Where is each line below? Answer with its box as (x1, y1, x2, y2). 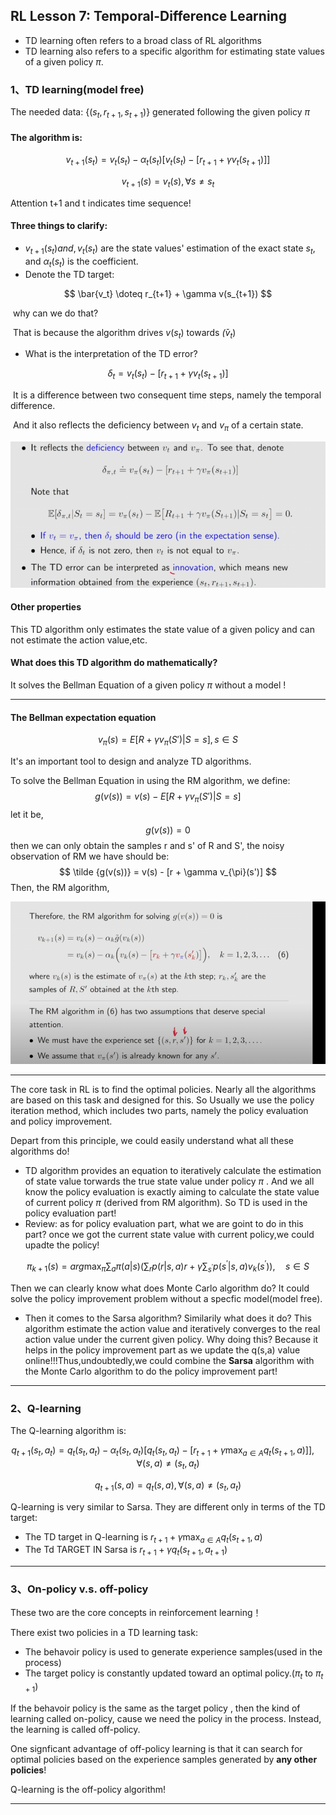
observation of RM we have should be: (10, 850, 170, 862)
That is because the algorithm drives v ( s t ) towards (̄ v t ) (12, 326, 237, 341)
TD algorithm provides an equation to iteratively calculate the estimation (24, 1165, 322, 1177)
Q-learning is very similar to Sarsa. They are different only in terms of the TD (10, 1500, 326, 1513)
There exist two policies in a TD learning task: (10, 1627, 198, 1639)
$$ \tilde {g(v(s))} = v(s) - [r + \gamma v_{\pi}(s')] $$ (59, 865, 277, 878)
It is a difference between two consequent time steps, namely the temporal (12, 389, 322, 401)
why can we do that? (12, 307, 99, 319)
